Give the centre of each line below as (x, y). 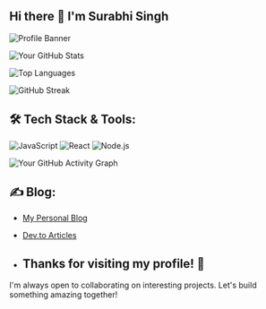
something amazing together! (64, 295)
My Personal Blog (55, 218)
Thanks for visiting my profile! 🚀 (113, 264)
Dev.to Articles (49, 236)
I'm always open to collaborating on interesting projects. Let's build (133, 285)
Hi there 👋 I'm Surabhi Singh (89, 17)
